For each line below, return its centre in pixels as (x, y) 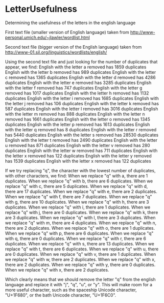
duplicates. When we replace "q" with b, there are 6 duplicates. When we (79, 181)
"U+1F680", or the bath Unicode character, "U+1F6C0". (61, 295)
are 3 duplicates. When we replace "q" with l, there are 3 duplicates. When (80, 217)
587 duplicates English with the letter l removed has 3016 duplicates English (82, 109)
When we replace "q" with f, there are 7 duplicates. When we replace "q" (79, 197)
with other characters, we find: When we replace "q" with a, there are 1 (77, 176)
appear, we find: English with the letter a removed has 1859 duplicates (76, 67)
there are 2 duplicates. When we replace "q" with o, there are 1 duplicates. (80, 228)
